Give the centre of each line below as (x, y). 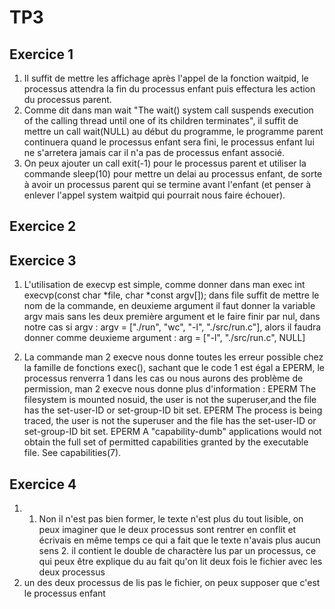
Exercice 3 (43, 260)
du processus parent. (67, 99)
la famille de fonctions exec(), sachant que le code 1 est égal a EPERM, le (174, 368)
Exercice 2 (43, 226)
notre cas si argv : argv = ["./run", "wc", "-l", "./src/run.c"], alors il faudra (172, 327)
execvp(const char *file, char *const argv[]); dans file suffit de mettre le (171, 295)
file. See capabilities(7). (72, 453)
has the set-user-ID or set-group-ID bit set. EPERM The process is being (173, 410)
